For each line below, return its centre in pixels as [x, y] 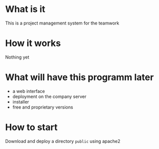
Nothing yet [17, 57]
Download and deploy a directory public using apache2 [63, 141]
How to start [31, 127]
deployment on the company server [49, 96]
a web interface [29, 91]
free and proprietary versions [43, 107]
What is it [25, 9]
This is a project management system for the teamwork [62, 23]
